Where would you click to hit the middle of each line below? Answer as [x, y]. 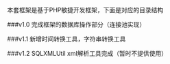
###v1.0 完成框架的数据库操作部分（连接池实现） [76, 25]
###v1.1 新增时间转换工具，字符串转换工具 [66, 39]
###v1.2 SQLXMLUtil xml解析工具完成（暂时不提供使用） [87, 53]
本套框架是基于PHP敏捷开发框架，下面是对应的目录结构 [85, 10]
